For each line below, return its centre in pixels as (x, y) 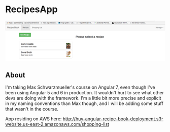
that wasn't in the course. (32, 109)
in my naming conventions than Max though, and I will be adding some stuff (84, 103)
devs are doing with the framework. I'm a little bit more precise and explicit (83, 98)
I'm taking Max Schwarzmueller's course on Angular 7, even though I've (80, 87)
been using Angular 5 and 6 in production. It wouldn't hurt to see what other (84, 93)
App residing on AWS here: (33, 119)
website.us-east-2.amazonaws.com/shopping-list (57, 124)
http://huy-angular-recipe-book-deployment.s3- (113, 119)
